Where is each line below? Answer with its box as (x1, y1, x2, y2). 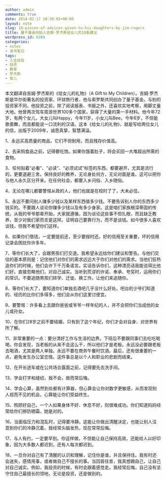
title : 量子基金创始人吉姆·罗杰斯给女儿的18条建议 (5, 30, 97, 35)
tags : (5, 53, 16, 58)
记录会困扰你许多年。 (5, 240, 48, 245)
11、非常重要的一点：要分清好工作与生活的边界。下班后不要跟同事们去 (5, 335, 147, 341)
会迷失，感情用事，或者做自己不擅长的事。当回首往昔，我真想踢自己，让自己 (5, 458, 161, 464)
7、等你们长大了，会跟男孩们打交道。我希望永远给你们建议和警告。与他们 (5, 250, 155, 256)
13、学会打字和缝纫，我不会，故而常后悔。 (5, 375, 92, 381)
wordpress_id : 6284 (5, 35, 45, 40)
